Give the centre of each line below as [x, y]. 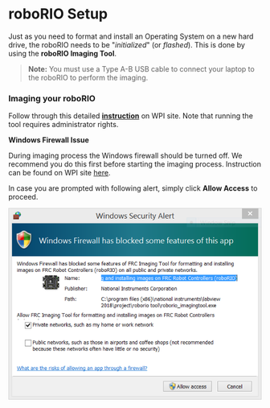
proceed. [23, 197]
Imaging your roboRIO [52, 98]
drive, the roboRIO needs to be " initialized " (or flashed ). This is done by [127, 44]
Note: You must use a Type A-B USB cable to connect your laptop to [141, 68]
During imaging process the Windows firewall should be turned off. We [125, 156]
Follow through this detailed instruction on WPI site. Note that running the [131, 116]
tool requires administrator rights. [63, 125]
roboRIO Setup [58, 14]
